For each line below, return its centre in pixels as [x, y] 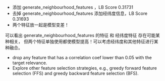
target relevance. [30, 63]
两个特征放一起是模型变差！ [41, 25]
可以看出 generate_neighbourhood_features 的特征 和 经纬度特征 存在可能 [81, 35]
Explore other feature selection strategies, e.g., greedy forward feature [84, 68]
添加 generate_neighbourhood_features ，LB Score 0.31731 [73, 7]
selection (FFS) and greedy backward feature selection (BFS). [75, 73]
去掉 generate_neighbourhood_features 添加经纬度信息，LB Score [80, 13]
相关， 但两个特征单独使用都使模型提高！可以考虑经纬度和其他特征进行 [82, 41]
